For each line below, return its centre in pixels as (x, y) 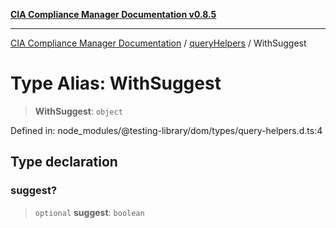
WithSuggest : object (78, 111)
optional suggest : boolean (89, 212)
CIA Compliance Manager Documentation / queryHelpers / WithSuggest (158, 43)
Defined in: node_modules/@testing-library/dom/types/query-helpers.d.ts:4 (166, 130)
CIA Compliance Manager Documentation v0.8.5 (113, 14)
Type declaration (64, 162)
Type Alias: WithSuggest (116, 83)
